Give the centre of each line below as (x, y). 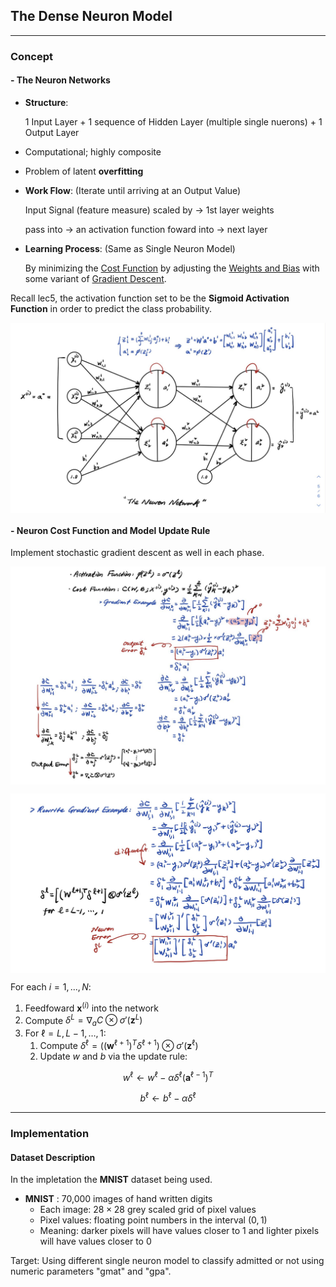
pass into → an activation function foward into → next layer (146, 229)
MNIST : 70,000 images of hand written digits (118, 1199)
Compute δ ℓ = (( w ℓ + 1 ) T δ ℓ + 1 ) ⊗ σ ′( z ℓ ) (119, 1044)
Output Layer (52, 132)
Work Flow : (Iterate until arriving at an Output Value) (133, 190)
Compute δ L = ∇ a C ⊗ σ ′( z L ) (83, 1020)
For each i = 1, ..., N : (51, 987)
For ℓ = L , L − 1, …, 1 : (65, 1033)
